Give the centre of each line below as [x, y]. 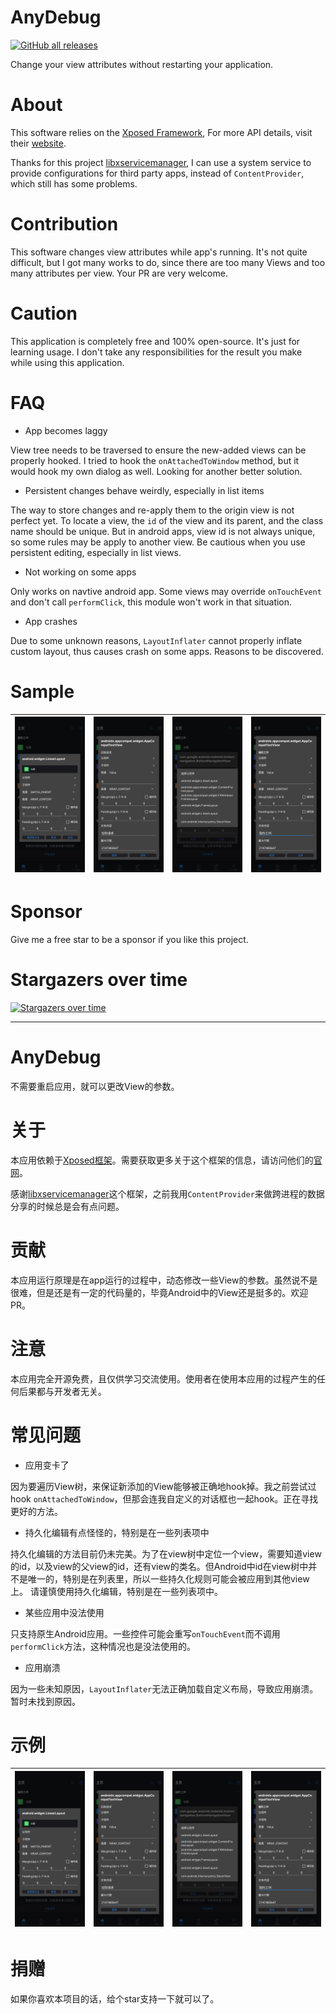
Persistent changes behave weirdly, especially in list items [144, 490]
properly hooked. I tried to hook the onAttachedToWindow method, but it [155, 460]
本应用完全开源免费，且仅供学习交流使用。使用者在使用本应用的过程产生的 [163, 1378]
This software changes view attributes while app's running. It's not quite [159, 252]
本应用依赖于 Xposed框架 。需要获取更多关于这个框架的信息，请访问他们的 [162, 1160]
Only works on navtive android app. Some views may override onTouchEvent [166, 591]
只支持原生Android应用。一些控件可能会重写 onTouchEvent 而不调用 [145, 1633]
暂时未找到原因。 [45, 1701]
